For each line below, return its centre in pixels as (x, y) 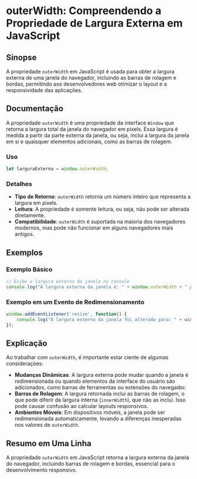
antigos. (24, 234)
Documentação (35, 109)
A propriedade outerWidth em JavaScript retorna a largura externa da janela (98, 458)
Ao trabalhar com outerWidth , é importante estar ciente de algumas (87, 357)
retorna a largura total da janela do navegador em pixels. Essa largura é (92, 129)
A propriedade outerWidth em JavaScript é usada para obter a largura (90, 71)
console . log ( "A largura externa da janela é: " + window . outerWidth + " (97, 287)
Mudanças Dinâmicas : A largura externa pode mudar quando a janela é (101, 375)
